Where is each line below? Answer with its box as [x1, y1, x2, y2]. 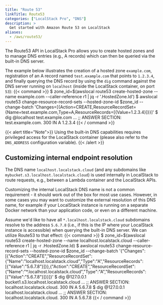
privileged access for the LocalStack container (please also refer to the [5, 134, 148, 140]
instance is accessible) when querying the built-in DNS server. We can [5, 227, 147, 233]
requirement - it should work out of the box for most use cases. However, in [5, 192, 158, 197]
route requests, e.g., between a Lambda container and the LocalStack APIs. [5, 177, 157, 183]
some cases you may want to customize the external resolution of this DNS [5, 196, 156, 203]
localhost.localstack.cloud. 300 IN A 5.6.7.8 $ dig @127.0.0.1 [5, 284, 125, 290]
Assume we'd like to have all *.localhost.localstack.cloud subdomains [5, 217, 150, 222]
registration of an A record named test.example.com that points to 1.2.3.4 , [5, 73, 155, 79]
